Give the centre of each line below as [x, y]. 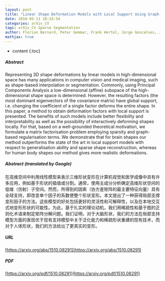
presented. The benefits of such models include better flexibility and [74, 116]
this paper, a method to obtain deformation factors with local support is [77, 111]
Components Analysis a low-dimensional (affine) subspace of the [71, 90]
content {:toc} [26, 51]
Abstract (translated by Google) [39, 164]
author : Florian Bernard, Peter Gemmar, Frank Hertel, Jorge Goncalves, [81, 32]
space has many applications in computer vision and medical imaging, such [82, 79]
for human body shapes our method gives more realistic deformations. [77, 153]
